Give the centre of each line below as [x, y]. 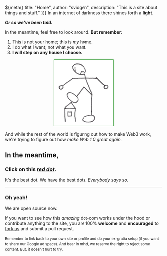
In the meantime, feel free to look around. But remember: [64, 32]
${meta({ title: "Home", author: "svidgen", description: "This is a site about [81, 8]
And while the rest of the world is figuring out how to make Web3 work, [78, 134]
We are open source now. [31, 208]
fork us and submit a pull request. [40, 228]
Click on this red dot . [31, 169]
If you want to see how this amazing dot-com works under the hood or [78, 218]
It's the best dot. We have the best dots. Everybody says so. [67, 180]
